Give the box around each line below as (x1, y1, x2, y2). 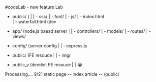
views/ (12, 34, 26, 39)
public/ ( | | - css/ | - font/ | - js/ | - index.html (12, 14, 104, 19)
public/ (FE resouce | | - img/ (12, 52, 71, 58)
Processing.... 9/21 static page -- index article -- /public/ (5, 71, 120, 77)
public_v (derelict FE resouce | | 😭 (12, 62, 83, 67)
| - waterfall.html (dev (12, 19, 57, 24)
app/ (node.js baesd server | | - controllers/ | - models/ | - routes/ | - (12, 28, 151, 34)
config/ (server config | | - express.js (12, 43, 87, 48)
